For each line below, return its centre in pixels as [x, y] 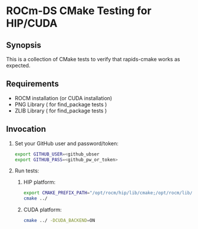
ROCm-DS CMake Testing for [79, 11]
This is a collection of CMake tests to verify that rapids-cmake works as [93, 59]
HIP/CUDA [32, 23]
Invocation [26, 129]
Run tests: [27, 171]
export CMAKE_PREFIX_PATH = [57, 193]
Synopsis [24, 45]
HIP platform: [39, 182]
